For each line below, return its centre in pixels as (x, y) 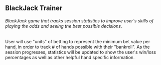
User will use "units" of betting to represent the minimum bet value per (78, 41)
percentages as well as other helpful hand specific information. (70, 57)
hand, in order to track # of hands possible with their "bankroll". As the (78, 47)
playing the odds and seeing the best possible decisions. (64, 26)
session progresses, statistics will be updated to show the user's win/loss (80, 52)
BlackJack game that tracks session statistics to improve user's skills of (79, 21)
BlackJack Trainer (34, 8)
